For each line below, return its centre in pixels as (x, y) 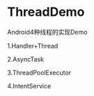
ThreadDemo (46, 12)
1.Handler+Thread (33, 46)
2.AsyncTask (25, 59)
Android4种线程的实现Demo (47, 32)
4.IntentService (29, 86)
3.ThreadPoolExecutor (39, 73)
